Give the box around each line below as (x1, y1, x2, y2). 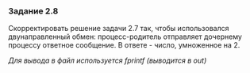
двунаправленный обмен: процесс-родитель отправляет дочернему (8, 32, 242, 41)
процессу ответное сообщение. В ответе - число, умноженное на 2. (8, 40, 240, 50)
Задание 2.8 (8, 6, 59, 17)
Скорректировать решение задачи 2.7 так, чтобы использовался (8, 24, 229, 33)
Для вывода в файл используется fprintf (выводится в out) (8, 56, 207, 65)
